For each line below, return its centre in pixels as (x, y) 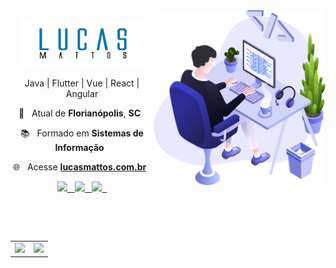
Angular (82, 94)
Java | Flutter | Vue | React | (82, 83)
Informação (79, 148)
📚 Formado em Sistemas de (82, 133)
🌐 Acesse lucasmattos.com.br (79, 167)
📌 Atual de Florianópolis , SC (80, 113)
